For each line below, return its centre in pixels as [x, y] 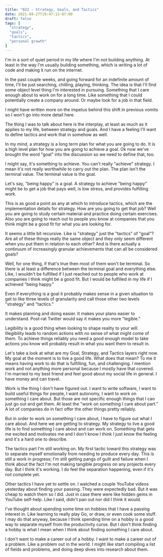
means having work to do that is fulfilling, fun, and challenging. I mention [78, 363]
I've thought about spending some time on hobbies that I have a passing [77, 509]
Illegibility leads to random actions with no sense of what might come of [77, 333]
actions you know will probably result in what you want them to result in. [77, 343]
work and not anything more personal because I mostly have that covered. [80, 369]
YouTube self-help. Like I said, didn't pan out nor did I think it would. [73, 499]
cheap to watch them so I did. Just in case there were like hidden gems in [79, 494]
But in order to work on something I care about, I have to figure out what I [79, 418]
